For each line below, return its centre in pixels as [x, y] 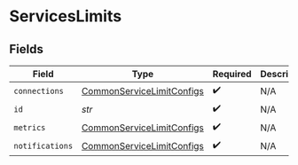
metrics [30, 127]
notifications [43, 145]
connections [39, 91]
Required [232, 74]
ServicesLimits [66, 16]
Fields [27, 49]
